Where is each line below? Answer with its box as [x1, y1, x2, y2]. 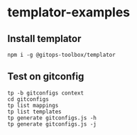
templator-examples [7, 4, 131, 21]
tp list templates [7, 108, 62, 115]
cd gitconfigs [7, 95, 50, 103]
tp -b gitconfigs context [7, 90, 84, 97]
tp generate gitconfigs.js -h [7, 114, 97, 121]
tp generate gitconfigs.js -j [7, 120, 97, 128]
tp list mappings [7, 102, 59, 109]
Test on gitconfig [7, 70, 84, 82]
